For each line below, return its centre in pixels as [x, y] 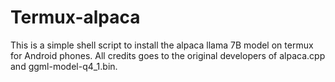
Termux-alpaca [75, 17]
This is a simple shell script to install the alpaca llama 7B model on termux [162, 45]
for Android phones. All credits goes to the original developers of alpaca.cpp [168, 55]
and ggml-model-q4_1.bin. [64, 66]
